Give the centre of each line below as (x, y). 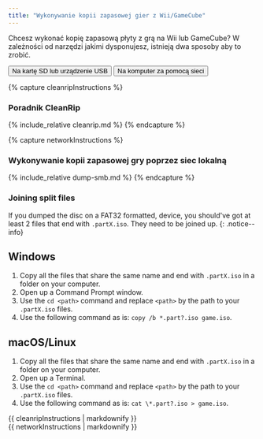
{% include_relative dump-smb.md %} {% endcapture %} (102, 177)
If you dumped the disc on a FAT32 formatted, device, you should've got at (130, 215)
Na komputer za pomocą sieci (161, 71)
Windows (32, 257)
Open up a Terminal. (52, 378)
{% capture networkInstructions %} (66, 140)
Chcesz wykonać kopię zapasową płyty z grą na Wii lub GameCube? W (124, 38)
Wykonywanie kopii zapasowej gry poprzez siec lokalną (117, 160)
